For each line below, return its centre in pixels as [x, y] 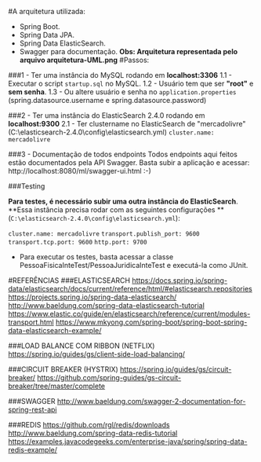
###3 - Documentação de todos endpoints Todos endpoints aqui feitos [123, 154]
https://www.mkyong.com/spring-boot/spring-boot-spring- [151, 322]
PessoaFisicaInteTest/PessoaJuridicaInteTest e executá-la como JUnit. [134, 265]
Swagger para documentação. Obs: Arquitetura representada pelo [129, 51]
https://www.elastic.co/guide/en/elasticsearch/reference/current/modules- [129, 314]
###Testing [27, 186]
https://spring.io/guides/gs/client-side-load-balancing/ [97, 354]
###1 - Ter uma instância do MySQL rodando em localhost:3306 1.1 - [120, 75]
